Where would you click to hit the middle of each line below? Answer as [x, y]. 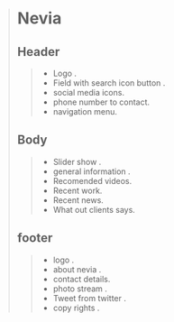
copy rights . [76, 308]
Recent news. [78, 200]
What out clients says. [94, 209]
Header [38, 52]
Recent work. [78, 190]
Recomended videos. [92, 180]
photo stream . [80, 289]
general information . [92, 171]
